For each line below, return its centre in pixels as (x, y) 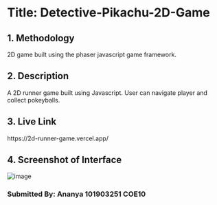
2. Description (38, 76)
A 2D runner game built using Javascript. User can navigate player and (107, 93)
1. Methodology (41, 38)
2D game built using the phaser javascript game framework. (92, 54)
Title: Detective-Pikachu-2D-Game (109, 13)
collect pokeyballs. (34, 100)
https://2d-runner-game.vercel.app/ (58, 138)
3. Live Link (32, 122)
